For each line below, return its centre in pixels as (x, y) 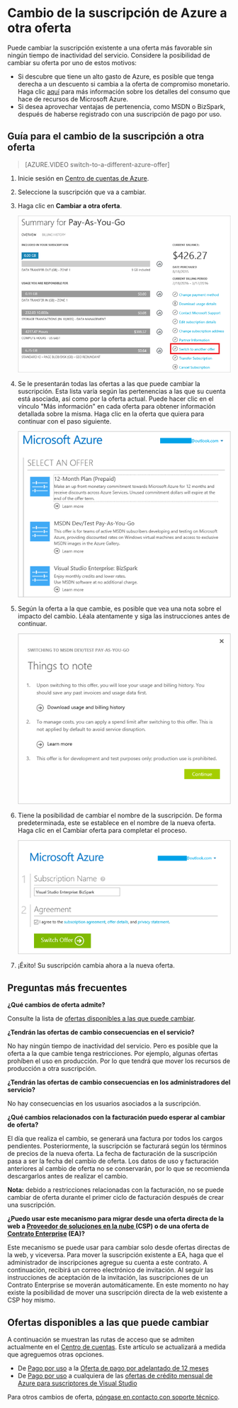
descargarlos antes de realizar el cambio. (68, 1176)
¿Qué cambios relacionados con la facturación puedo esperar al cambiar (116, 1118)
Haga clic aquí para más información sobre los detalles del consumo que (124, 91)
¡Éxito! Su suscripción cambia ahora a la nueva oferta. (96, 965)
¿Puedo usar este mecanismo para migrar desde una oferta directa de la (116, 1219)
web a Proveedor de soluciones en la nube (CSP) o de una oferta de (108, 1226)
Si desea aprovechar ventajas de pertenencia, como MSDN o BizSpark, (121, 106)
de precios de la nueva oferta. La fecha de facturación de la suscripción (112, 1154)
